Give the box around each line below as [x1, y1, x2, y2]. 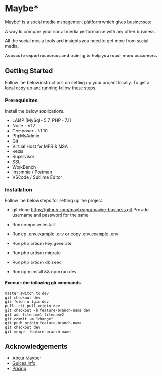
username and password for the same [12, 212, 89, 218]
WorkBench [12, 164, 36, 170]
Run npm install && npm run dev [12, 269, 77, 275]
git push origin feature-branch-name [5, 320, 82, 325]
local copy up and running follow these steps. [5, 85, 97, 91]
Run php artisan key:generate [12, 241, 72, 246]
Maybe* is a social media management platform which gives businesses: [5, 19, 151, 25]
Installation [5, 186, 33, 193]
